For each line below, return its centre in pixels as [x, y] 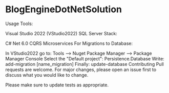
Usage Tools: [19, 24]
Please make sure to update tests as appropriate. [57, 85]
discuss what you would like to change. [47, 75]
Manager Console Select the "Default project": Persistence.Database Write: [85, 59]
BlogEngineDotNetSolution [64, 9]
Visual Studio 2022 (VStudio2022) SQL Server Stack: [61, 33]
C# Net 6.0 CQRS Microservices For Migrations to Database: [69, 43]
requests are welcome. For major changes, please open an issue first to [81, 69]
